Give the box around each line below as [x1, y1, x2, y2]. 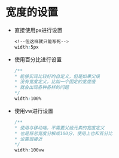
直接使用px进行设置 [14, 26, 63, 34]
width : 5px [14, 44, 39, 50]
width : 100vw [14, 147, 44, 153]
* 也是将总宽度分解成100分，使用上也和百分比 [14, 130, 113, 136]
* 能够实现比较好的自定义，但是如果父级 [14, 73, 100, 79]
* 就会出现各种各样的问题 [14, 85, 69, 91]
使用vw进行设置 [14, 107, 54, 114]
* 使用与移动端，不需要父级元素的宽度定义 [14, 124, 105, 131]
